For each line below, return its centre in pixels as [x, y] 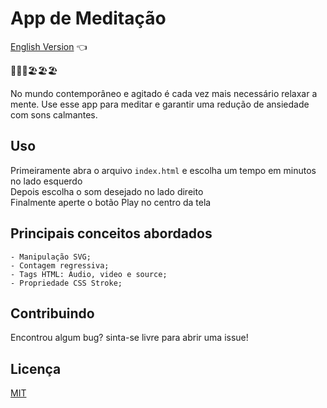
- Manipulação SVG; [51, 257]
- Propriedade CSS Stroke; [66, 283]
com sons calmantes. [54, 114]
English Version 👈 [49, 46]
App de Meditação [88, 18]
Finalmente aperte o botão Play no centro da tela [111, 202]
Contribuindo [52, 313]
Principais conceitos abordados [111, 233]
